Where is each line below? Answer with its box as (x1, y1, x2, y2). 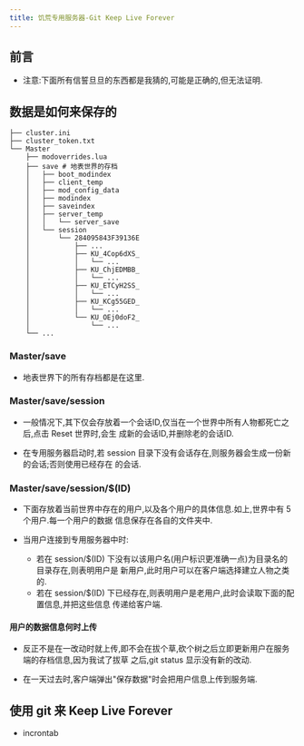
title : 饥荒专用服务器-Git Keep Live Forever (9, 13, 175, 23)
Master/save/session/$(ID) (9, 482, 132, 495)
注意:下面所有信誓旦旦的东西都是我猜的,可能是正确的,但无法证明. (22, 74, 263, 86)
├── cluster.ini (9, 129, 71, 138)
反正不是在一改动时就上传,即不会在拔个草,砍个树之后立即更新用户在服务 (22, 643, 290, 654)
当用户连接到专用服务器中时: (22, 535, 129, 545)
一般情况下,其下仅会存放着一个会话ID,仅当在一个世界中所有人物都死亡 (22, 417, 282, 427)
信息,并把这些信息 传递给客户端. (44, 599, 163, 610)
